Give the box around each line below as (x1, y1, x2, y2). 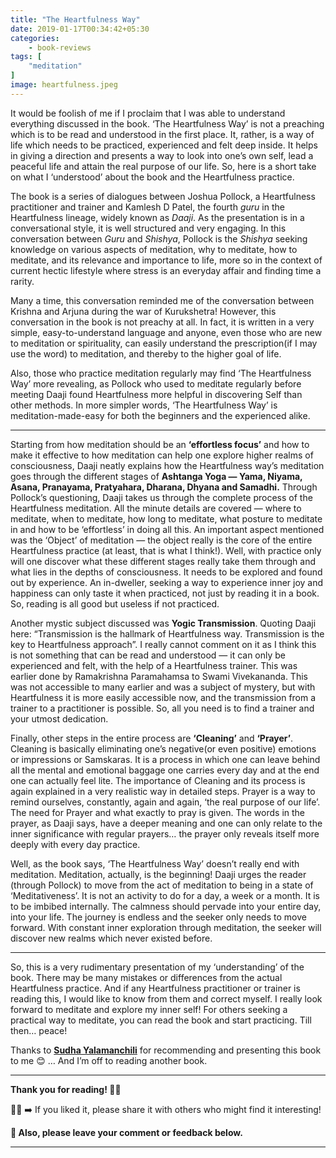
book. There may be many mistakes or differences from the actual (10, 971, 283, 983)
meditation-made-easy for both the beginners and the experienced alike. (10, 409, 311, 421)
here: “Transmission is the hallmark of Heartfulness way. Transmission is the (10, 627, 325, 640)
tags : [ (10, 52, 43, 62)
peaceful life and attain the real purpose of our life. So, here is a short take (10, 160, 317, 172)
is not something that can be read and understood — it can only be (10, 649, 287, 661)
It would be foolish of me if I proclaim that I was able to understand (10, 107, 286, 119)
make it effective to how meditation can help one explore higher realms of (10, 449, 314, 461)
